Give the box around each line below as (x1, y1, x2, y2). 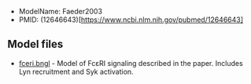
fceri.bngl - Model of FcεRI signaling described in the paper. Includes (18, 58, 243, 68)
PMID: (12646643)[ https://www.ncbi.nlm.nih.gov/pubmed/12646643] (18, 15, 244, 24)
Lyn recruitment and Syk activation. (18, 67, 135, 76)
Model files (7, 38, 64, 51)
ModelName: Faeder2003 (18, 7, 103, 16)
